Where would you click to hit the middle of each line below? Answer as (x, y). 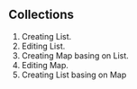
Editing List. (43, 46)
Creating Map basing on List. (75, 55)
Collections (41, 15)
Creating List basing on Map (74, 75)
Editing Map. (45, 65)
